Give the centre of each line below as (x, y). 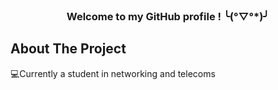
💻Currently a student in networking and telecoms (113, 73)
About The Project (68, 49)
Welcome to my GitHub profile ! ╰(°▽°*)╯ (168, 16)
